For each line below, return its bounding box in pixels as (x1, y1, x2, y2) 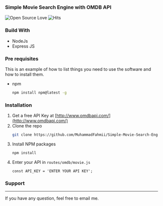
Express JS (12, 43, 35, 49)
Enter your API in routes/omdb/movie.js (12, 159, 91, 165)
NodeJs (12, 38, 28, 44)
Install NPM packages (12, 141, 56, 147)
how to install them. (5, 71, 45, 77)
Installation (5, 101, 33, 108)
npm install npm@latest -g (12, 90, 67, 95)
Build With (5, 27, 30, 34)
